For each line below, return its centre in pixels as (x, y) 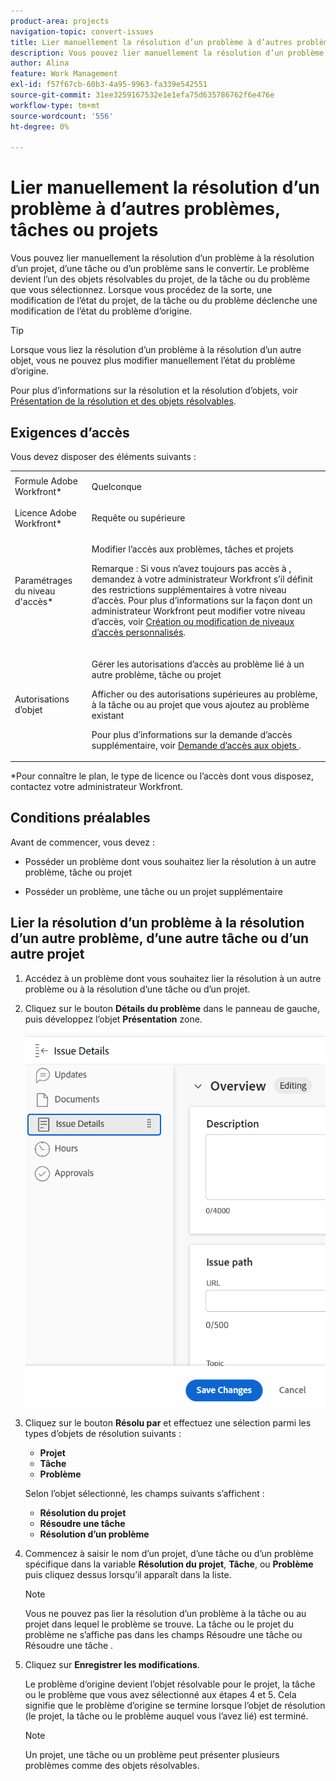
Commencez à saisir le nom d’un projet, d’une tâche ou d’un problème (169, 1553)
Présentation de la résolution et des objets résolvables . (123, 401)
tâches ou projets (84, 230)
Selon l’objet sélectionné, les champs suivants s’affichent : (144, 1493)
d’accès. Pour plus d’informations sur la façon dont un (202, 601)
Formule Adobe (46, 481)
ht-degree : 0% (40, 126)
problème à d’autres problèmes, (145, 209)
